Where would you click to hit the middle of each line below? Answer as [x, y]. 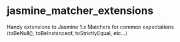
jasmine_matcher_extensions [80, 11]
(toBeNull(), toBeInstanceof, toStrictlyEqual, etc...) [67, 33]
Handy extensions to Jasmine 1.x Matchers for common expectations [90, 27]
